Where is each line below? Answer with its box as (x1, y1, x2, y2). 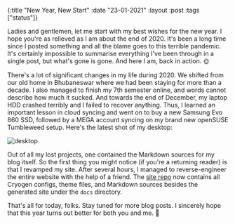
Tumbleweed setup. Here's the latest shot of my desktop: (7, 123, 173, 131)
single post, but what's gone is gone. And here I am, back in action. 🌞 (7, 57, 210, 65)
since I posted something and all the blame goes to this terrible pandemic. (7, 42, 221, 50)
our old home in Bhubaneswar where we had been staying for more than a (7, 79, 222, 86)
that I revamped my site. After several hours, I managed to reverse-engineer (7, 165, 227, 173)
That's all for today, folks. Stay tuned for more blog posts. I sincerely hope (7, 202, 222, 209)
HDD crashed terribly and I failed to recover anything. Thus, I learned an (7, 101, 216, 109)
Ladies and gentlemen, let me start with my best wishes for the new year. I (7, 27, 222, 35)
